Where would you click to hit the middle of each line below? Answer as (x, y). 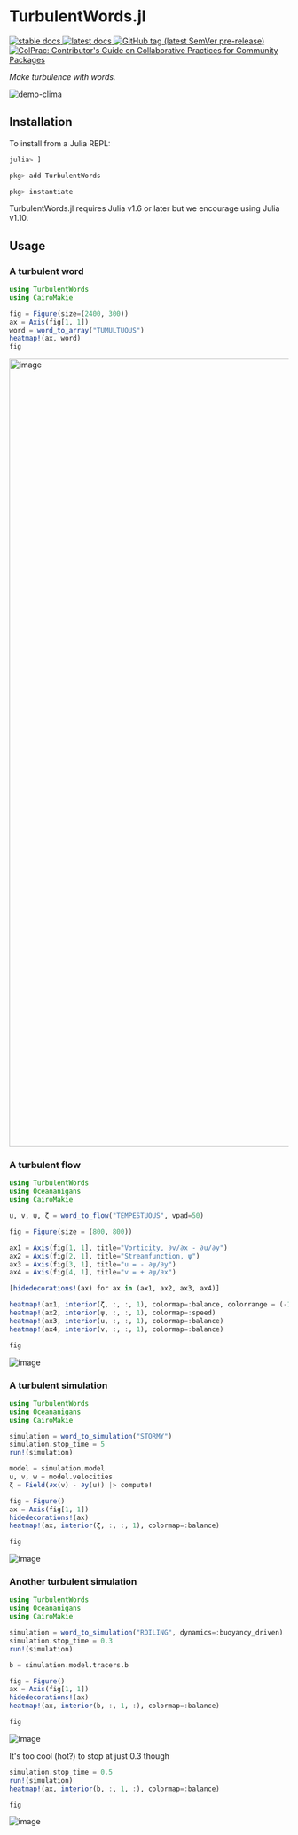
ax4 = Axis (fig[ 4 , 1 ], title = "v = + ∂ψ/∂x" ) (93, 1273)
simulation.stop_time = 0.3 (61, 1641)
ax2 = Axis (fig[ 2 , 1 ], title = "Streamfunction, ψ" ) (105, 1256)
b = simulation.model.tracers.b (69, 1665)
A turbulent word (47, 271)
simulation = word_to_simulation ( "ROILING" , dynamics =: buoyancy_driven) (146, 1633)
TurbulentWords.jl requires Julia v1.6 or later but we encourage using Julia (145, 208)
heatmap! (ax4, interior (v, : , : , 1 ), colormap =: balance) (117, 1329)
